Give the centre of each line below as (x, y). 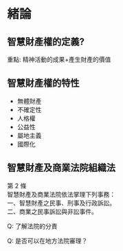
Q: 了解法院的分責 (32, 226)
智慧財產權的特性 (43, 83)
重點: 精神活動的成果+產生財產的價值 (59, 59)
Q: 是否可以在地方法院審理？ (47, 241)
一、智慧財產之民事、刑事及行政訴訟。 (61, 203)
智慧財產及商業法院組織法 (61, 168)
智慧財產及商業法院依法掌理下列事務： (61, 194)
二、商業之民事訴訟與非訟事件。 (52, 211)
